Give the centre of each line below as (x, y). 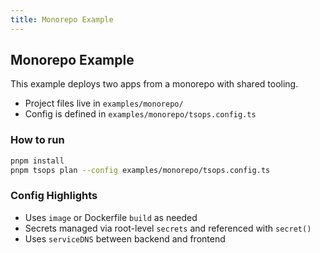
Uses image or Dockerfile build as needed (111, 217)
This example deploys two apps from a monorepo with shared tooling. (154, 84)
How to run (37, 140)
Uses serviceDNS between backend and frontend (125, 238)
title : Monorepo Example (62, 19)
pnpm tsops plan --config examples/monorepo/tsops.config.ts (140, 170)
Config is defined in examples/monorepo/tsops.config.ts (140, 114)
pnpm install (37, 161)
